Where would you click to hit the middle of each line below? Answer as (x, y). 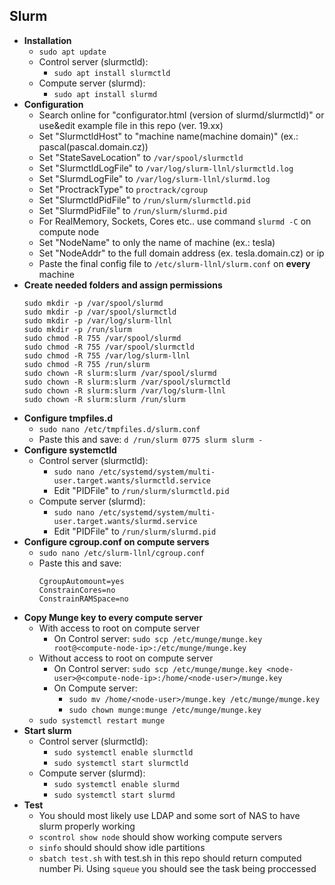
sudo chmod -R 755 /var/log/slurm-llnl (107, 355)
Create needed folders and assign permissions (123, 285)
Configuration (53, 104)
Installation (47, 40)
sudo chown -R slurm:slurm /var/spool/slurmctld (127, 382)
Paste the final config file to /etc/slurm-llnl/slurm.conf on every (174, 263)
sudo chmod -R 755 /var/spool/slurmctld (109, 347)
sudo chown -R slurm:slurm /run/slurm (104, 399)
